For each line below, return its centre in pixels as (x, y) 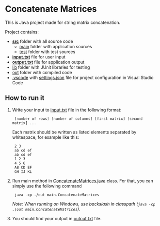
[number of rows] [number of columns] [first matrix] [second (79, 119)
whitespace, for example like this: (45, 137)
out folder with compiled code (42, 72)
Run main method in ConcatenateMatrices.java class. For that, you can (83, 181)
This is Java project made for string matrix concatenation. (63, 22)
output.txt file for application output (48, 62)
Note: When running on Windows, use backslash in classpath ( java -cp (84, 204)
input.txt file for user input (39, 56)
